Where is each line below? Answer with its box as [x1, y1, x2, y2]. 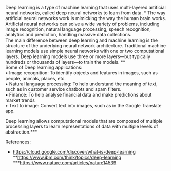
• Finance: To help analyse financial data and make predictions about [5, 92, 152, 98]
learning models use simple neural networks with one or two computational [5, 48, 165, 54]
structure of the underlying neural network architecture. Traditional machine [5, 43, 166, 48]
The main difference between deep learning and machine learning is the [5, 37, 158, 43]
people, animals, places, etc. [5, 75, 66, 81]
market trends [5, 97, 35, 103]
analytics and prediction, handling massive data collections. [5, 32, 132, 37]
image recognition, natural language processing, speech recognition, [5, 26, 151, 32]
